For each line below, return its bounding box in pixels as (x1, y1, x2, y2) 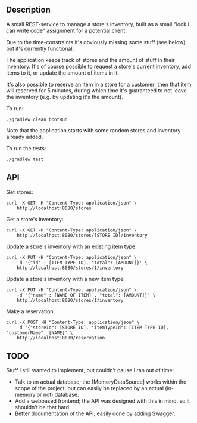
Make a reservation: (6, 307, 55, 315)
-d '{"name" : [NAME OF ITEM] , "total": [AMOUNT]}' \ (17, 292, 156, 298)
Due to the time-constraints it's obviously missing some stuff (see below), (6, 38, 187, 45)
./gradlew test (6, 156, 44, 162)
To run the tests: (6, 144, 46, 152)
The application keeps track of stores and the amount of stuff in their (6, 56, 175, 63)
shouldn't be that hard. (14, 404, 71, 411)
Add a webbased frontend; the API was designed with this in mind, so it (14, 397, 190, 405)
